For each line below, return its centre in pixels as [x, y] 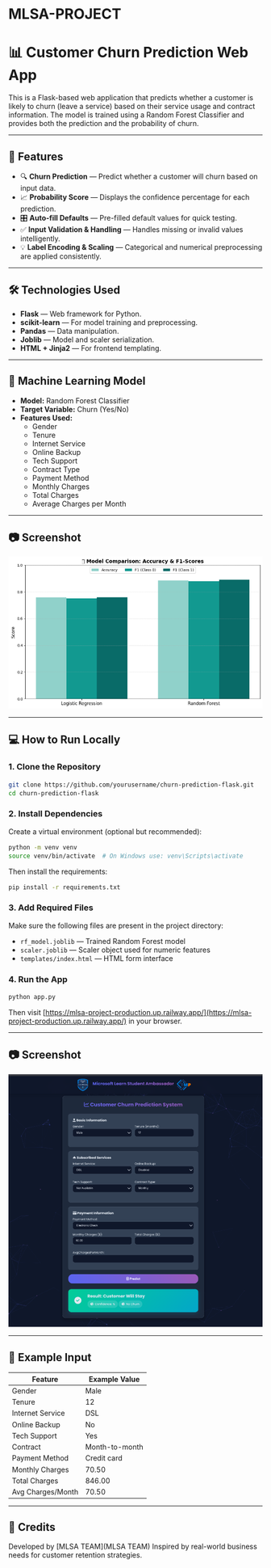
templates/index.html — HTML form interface [96, 958]
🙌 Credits [32, 1527]
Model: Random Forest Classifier [75, 400]
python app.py [32, 997]
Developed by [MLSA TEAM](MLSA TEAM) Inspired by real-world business [133, 1547]
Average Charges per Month [79, 504]
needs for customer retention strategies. [75, 1555]
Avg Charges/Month [45, 1492]
